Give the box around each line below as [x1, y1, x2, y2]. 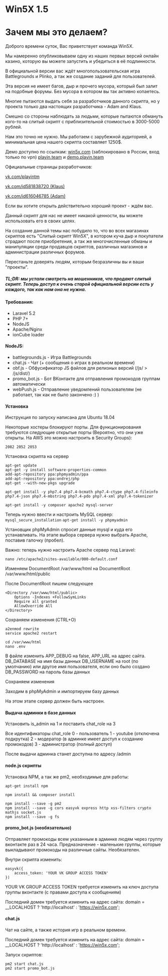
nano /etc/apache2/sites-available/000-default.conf [5, 557, 118, 562]
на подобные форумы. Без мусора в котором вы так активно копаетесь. [5, 88, 160, 95]
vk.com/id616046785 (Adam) [5, 193, 66, 199]
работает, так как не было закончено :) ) [12, 391, 99, 398]
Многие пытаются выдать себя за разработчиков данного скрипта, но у [5, 98, 160, 104]
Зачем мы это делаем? [5, 27, 108, 38]
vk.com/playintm [5, 173, 40, 180]
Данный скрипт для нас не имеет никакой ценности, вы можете [5, 213, 143, 219]
